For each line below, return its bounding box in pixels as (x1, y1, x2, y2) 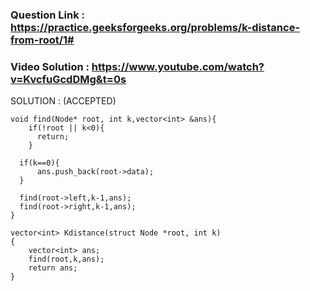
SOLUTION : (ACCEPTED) (10, 95, 117, 107)
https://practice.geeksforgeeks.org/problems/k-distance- (10, 20, 301, 34)
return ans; (28, 263, 78, 273)
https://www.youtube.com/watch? (91, 59, 265, 73)
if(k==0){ (19, 158, 60, 168)
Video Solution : (10, 59, 90, 73)
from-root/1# (10, 33, 75, 47)
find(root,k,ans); (28, 254, 105, 265)
